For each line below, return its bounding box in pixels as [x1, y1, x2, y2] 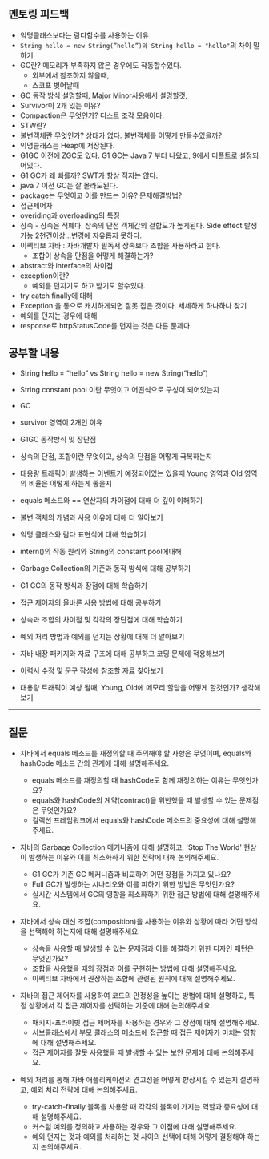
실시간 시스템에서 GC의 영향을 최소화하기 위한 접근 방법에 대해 [31, 890, 227, 899]
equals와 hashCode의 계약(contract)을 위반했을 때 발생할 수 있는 [31, 795, 238, 805]
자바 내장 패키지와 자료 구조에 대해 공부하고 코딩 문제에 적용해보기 [19, 648, 226, 658]
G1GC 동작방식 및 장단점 [19, 434, 97, 444]
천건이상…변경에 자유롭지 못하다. [39, 231, 143, 240]
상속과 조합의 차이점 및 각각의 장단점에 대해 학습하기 [19, 614, 183, 624]
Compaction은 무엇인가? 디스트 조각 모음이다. [19, 111, 165, 120]
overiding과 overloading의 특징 [19, 211, 120, 220]
